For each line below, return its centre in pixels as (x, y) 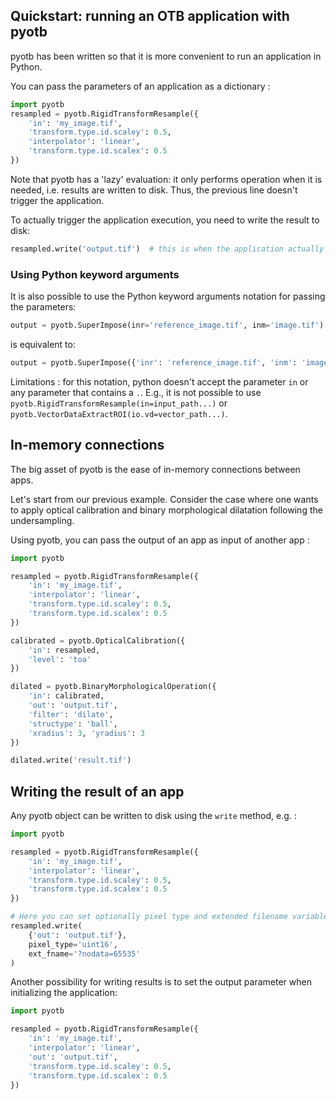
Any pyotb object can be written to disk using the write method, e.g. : (153, 816)
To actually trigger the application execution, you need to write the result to (165, 220)
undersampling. (42, 520)
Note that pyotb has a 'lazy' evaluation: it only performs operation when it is (166, 179)
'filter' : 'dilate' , (71, 714)
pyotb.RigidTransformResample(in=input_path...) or (119, 403)
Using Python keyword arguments (95, 274)
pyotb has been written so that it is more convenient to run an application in (166, 56)
